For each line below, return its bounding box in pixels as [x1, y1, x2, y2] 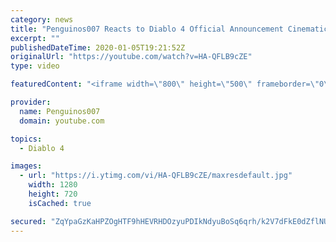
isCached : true [28, 198, 92, 208]
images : [10, 161, 43, 171]
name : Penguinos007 [19, 106, 101, 116]
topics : [10, 134, 43, 144]
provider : [10, 97, 52, 107]
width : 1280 [28, 180, 78, 190]
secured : [10, 216, 47, 226]
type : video [10, 61, 60, 71]
